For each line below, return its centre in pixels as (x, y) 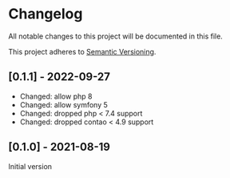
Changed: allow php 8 (56, 96)
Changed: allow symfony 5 (63, 104)
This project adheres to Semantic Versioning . (82, 51)
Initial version (30, 166)
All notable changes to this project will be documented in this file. (116, 36)
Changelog (46, 14)
